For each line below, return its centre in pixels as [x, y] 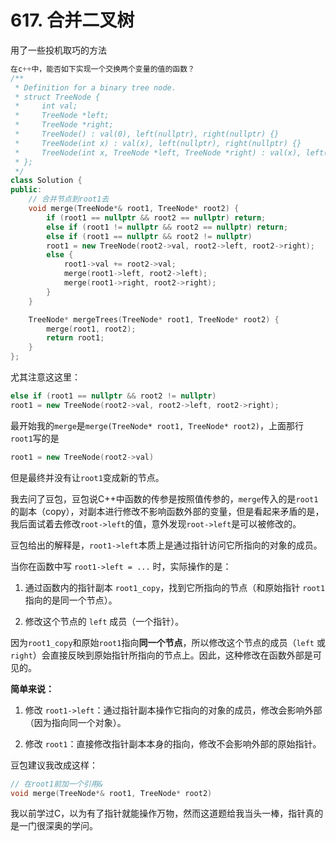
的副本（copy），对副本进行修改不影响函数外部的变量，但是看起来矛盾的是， [167, 511]
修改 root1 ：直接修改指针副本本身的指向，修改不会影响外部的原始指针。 [173, 743]
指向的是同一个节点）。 [71, 600]
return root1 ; [75, 338]
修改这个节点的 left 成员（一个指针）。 [104, 621]
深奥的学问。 [71, 826]
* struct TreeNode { [57, 97]
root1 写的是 [35, 438]
